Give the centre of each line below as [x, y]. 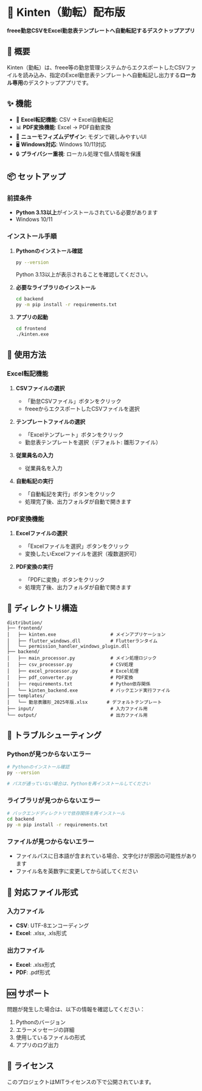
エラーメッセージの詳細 [45, 1030]
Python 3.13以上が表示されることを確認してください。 [83, 275]
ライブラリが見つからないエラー [54, 800]
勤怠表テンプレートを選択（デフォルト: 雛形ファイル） [93, 442]
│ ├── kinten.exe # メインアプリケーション [86, 634]
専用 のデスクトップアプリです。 [52, 82]
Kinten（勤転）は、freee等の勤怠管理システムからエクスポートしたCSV [96, 67]
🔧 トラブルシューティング [54, 735]
